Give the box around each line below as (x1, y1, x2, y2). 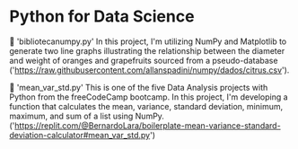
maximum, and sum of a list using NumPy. (9, 110, 164, 121)
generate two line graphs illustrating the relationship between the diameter (9, 45, 285, 56)
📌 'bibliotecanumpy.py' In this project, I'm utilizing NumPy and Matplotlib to (9, 36, 287, 47)
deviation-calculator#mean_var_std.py (9, 129, 151, 140)
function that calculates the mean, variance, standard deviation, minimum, (9, 101, 284, 111)
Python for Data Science (9, 6, 195, 27)
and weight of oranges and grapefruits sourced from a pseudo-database (9, 55, 278, 66)
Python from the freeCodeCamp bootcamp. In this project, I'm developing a (9, 92, 289, 102)
